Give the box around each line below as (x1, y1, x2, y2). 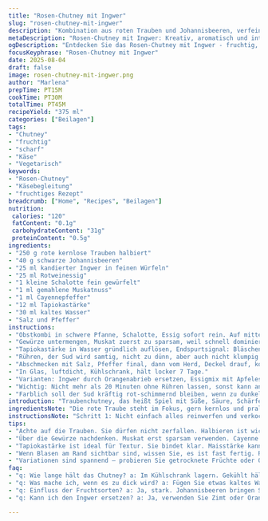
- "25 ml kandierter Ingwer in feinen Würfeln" (8, 264, 170, 272)
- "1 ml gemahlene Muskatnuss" (8, 286, 112, 294)
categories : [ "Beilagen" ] (8, 116, 94, 124)
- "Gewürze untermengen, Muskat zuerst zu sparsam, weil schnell (8, 338, 230, 346)
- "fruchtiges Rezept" (8, 189, 84, 198)
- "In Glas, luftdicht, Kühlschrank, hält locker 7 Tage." (8, 368, 209, 376)
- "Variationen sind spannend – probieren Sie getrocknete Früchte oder (8, 456, 255, 465)
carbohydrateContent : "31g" (11, 227, 105, 235)
